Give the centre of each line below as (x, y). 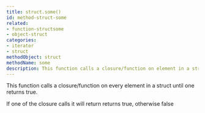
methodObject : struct (34, 57)
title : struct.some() (34, 12)
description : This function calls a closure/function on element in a (98, 68)
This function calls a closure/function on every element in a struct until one (100, 86)
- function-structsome (35, 29)
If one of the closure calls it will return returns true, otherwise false (90, 104)
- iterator (20, 46)
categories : (21, 40)
